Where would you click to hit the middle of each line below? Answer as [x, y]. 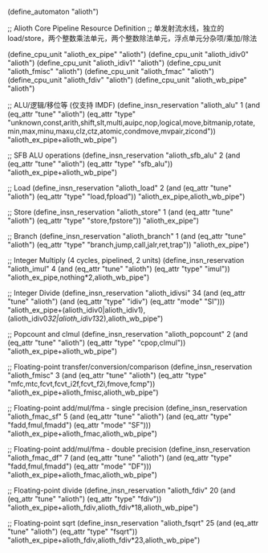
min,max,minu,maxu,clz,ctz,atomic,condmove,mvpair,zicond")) [112, 131]
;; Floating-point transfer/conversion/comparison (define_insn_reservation [130, 367]
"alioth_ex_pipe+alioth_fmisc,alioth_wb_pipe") [83, 392]
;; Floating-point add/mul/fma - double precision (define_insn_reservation [129, 449]
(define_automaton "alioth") [53, 12]
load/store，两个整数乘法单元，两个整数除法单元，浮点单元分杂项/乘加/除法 [132, 38]
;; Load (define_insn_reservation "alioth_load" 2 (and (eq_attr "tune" [120, 188]
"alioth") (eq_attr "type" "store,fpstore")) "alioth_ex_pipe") [104, 221]
